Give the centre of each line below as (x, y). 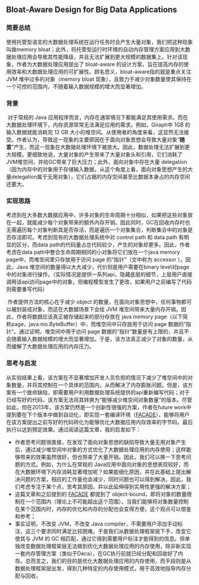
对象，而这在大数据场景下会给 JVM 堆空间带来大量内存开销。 (107, 309)
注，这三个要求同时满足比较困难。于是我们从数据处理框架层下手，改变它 (103, 531)
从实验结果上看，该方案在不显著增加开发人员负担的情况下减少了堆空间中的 (97, 377)
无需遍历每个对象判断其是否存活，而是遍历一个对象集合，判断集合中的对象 (97, 230)
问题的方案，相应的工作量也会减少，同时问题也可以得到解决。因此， (103, 479)
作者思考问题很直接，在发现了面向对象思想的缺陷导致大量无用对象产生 (100, 442)
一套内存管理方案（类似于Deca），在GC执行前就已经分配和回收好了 (96, 553)
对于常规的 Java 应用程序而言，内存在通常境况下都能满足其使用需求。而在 (98, 117)
